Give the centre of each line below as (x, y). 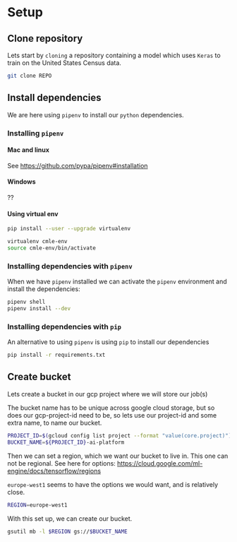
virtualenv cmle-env (38, 242)
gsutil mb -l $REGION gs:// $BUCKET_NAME (68, 531)
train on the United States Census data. (65, 63)
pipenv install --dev (39, 309)
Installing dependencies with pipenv (70, 266)
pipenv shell (26, 302)
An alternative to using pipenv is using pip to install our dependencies (108, 342)
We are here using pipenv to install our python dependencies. (96, 114)
